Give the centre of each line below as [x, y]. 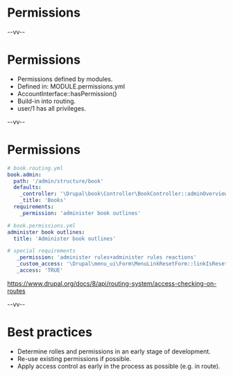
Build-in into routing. [46, 101]
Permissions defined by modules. [65, 79]
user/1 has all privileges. [52, 108]
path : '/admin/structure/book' [59, 181]
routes [16, 291]
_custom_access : [40, 264]
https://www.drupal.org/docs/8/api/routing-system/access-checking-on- [112, 283]
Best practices [50, 332]
